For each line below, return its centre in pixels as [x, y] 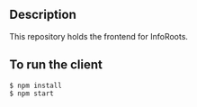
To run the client [56, 65]
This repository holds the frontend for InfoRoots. [99, 36]
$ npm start [31, 94]
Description [43, 15]
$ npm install [36, 85]
